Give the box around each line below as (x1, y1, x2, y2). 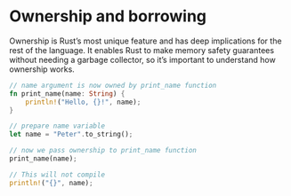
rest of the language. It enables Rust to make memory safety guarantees (9, 44, 274, 55)
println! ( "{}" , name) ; (9, 178, 93, 187)
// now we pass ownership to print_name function (9, 146, 198, 155)
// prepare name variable (9, 122, 105, 130)
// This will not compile (9, 170, 105, 179)
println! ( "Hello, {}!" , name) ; (25, 98, 141, 106)
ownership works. (9, 64, 76, 74)
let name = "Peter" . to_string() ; (9, 130, 133, 139)
